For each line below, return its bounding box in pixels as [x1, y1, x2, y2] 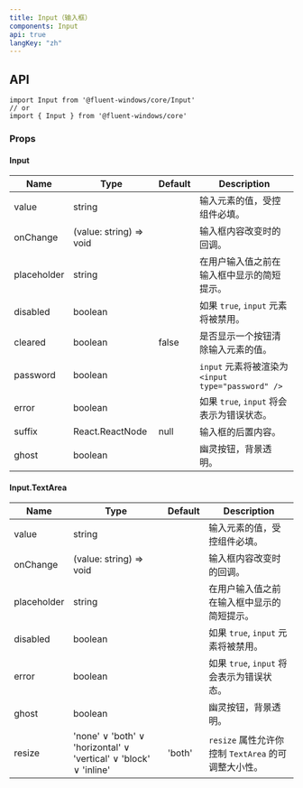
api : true [9, 30, 47, 39]
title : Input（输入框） [9, 13, 92, 23]
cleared [14, 336, 47, 348]
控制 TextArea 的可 [208, 747, 287, 760]
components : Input [9, 22, 78, 31]
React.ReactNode [73, 425, 148, 438]
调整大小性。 [208, 761, 263, 774]
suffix [14, 425, 38, 438]
